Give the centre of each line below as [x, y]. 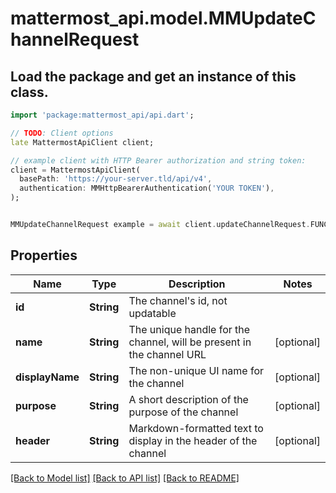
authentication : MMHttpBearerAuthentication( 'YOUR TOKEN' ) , [147, 188]
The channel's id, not [178, 300]
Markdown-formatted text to [196, 428]
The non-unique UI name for [196, 370]
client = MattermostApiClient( [75, 170]
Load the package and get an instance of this [153, 76]
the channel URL [167, 354]
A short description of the [188, 399]
